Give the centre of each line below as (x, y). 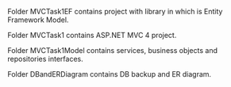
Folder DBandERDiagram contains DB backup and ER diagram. (110, 74)
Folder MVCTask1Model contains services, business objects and (113, 50)
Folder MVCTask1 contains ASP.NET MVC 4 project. (92, 35)
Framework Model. (38, 20)
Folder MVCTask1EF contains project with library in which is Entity (115, 11)
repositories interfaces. (46, 59)
